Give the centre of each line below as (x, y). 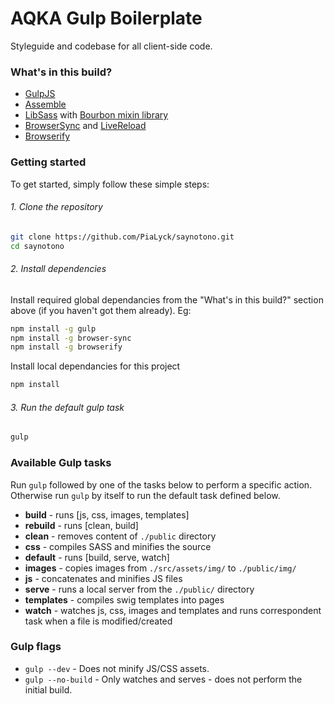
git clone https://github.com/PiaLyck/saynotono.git (122, 237)
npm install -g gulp (53, 328)
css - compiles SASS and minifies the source (118, 546)
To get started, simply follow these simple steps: (110, 184)
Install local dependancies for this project (95, 366)
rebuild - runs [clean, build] (81, 525)
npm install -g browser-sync (71, 338)
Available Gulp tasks (61, 463)
